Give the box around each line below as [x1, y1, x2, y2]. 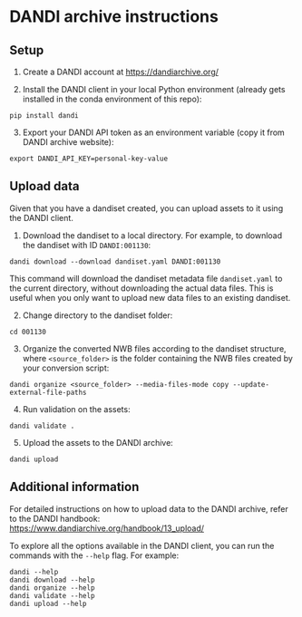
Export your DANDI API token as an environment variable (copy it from [22, 127, 286, 138]
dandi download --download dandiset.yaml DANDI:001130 [9, 256, 221, 266]
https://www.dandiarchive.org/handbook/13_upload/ [9, 523, 205, 534]
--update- [232, 380, 270, 389]
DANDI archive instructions [9, 6, 219, 27]
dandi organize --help [9, 583, 95, 593]
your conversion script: [22, 362, 110, 373]
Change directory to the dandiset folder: [22, 310, 173, 321]
